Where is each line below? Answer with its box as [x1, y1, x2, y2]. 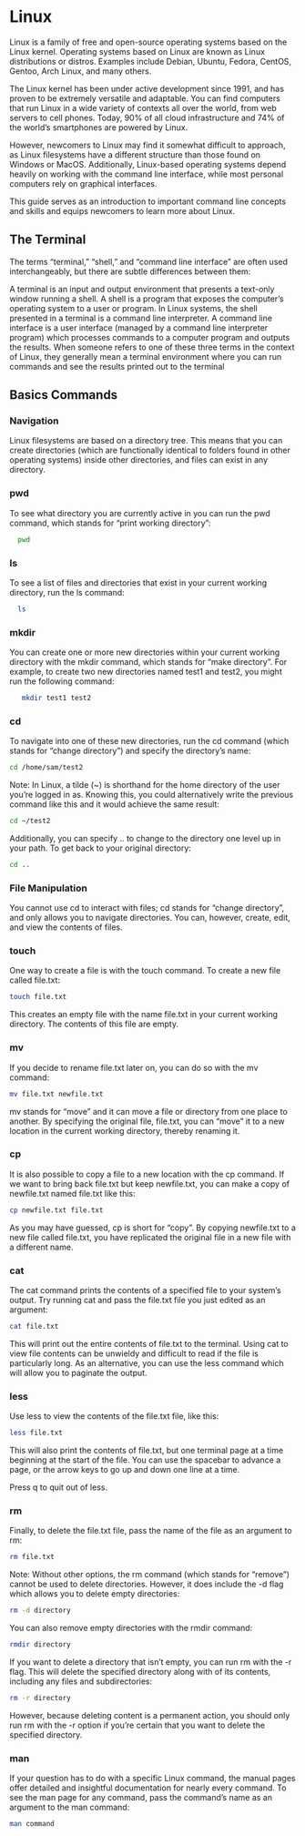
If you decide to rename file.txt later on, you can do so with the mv [9, 1062, 259, 1073]
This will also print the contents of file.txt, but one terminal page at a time [9, 1445, 284, 1456]
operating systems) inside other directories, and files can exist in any [9, 454, 269, 465]
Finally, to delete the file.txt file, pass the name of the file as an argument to [9, 1525, 293, 1536]
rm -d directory [9, 1606, 71, 1616]
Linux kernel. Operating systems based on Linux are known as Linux [9, 46, 266, 56]
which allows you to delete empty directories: [9, 1588, 180, 1599]
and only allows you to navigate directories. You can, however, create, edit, [9, 913, 291, 923]
